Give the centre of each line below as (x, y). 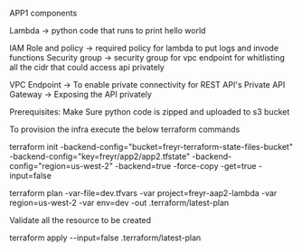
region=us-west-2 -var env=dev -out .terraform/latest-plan (119, 203)
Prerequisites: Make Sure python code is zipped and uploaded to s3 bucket (150, 112)
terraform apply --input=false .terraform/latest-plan (105, 238)
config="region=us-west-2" (61, 166)
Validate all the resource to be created (80, 220)
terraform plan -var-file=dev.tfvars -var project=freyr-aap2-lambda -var (143, 193)
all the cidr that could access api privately (87, 67)
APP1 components (43, 13)
